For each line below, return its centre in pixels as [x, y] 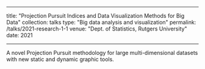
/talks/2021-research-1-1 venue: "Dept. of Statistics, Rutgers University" [97, 29]
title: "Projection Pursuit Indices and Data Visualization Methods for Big [95, 16]
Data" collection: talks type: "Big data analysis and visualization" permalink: [101, 22]
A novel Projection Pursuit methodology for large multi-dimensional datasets [102, 53]
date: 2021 [20, 35]
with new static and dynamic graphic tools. [60, 59]
